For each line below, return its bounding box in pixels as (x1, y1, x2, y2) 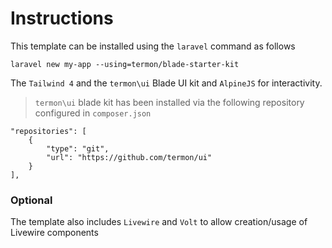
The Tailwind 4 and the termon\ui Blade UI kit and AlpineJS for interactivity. (10, 77, 323, 89)
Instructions (10, 7, 114, 30)
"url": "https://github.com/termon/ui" (46, 152, 213, 162)
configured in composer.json (34, 107, 152, 119)
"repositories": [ (10, 126, 87, 136)
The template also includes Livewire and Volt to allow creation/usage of (10, 216, 308, 228)
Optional (10, 193, 53, 207)
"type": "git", (46, 143, 110, 154)
